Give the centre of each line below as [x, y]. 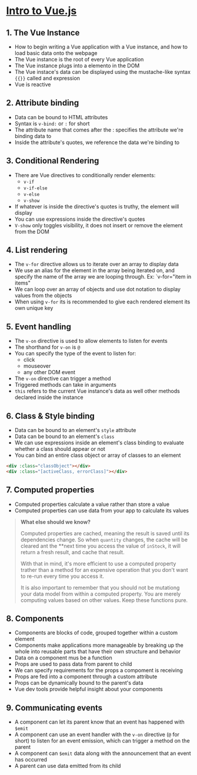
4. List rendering [37, 250]
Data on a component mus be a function [64, 658]
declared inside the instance [49, 397]
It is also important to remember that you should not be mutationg [100, 587]
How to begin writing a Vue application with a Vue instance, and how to [101, 47]
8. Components [35, 619]
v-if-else [36, 188]
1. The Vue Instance [43, 33]
